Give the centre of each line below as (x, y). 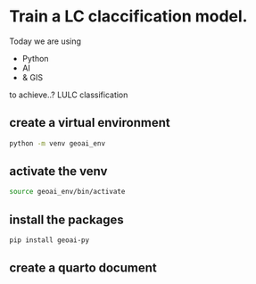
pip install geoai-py (50, 240)
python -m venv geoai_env (57, 143)
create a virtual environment (90, 123)
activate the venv (58, 171)
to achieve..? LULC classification (69, 95)
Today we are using (45, 41)
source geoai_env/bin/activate (67, 192)
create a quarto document (83, 268)
